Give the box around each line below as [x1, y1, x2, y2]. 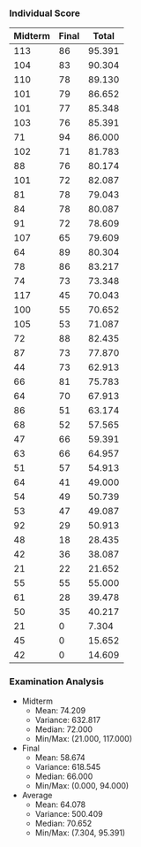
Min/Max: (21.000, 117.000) [34, 733, 133, 743]
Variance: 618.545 [34, 761, 101, 772]
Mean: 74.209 [34, 705, 86, 715]
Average [21, 789, 53, 800]
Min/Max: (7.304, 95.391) [34, 827, 126, 838]
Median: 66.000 [34, 771, 93, 782]
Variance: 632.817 [34, 714, 101, 725]
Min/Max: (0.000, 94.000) [34, 780, 130, 790]
